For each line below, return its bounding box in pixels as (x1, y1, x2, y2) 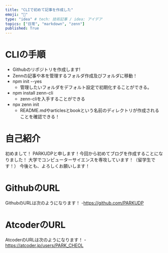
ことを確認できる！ (20, 113, 60, 120)
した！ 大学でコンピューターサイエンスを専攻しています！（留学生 (14, 157, 151, 162)
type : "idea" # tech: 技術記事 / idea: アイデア (5, 16, 103, 21)
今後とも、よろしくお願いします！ (19, 163, 90, 169)
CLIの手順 (5, 49, 46, 60)
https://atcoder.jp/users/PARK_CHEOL (5, 242, 84, 248)
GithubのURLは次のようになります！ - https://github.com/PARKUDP (5, 199, 144, 205)
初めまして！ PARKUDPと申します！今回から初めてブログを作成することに (5, 150, 159, 156)
